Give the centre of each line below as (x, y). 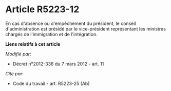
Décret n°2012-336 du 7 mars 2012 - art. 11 (58, 64)
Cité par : (15, 73)
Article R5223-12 (42, 9)
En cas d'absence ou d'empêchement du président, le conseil (71, 23)
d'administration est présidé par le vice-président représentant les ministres (85, 28)
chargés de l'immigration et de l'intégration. (51, 34)
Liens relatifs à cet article (33, 44)
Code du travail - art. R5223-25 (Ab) (51, 83)
